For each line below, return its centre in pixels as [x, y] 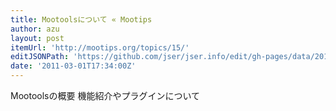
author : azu [35, 29]
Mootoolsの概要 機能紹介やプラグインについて [105, 95]
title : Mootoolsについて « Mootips [81, 19]
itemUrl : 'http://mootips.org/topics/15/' [100, 47]
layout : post [37, 38]
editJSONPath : [40, 57]
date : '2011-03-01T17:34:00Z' [73, 66]
